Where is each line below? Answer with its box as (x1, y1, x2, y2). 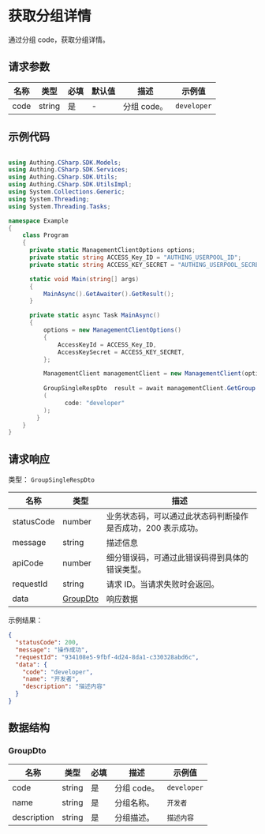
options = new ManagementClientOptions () (43, 326, 181, 334)
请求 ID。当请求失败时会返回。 (106, 579, 219, 590)
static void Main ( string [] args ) (28, 275, 140, 283)
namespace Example (8, 216, 69, 225)
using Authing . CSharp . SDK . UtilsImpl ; (8, 181, 132, 189)
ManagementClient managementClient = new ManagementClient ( (43, 370, 245, 378)
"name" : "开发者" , (22, 675, 80, 683)
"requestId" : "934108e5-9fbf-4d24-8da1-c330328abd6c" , (15, 653, 200, 661)
